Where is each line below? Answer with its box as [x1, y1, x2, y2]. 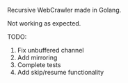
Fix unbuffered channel [17, 46, 84, 54]
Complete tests [17, 61, 61, 68]
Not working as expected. [7, 19, 81, 27]
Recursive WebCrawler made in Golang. [7, 6, 122, 14]
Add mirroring [17, 53, 58, 62]
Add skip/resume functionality [17, 68, 104, 76]
